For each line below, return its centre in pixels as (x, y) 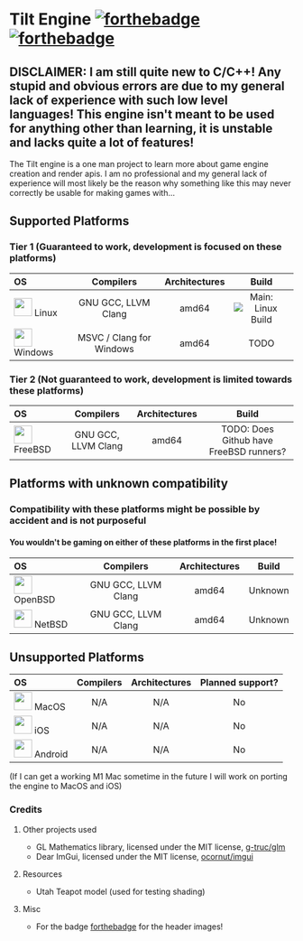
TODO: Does (248, 429)
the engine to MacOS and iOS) (66, 787)
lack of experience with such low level (119, 100)
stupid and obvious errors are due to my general (147, 86)
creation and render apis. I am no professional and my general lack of (138, 173)
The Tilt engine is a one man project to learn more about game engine (139, 164)
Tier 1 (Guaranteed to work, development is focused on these (146, 247)
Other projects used (60, 829)
